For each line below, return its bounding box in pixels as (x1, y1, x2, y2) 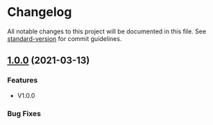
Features (7, 76, 38, 85)
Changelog (7, 4, 72, 20)
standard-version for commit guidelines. (7, 34, 122, 42)
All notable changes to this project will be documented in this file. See (7, 27, 207, 35)
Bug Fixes (7, 108, 42, 118)
